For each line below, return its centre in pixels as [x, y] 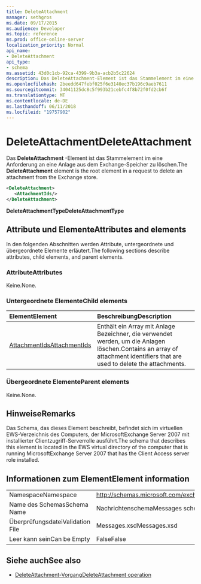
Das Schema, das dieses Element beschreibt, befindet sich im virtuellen [95, 428]
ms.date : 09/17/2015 [32, 23]
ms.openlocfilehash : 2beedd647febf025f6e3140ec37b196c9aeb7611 [87, 84]
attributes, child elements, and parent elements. [65, 257]
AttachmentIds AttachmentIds [50, 345]
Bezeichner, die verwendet [134, 334]
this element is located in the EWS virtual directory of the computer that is [97, 447]
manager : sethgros [29, 17]
